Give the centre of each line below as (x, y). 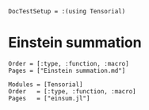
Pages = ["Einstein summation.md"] (67, 70)
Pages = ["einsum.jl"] (49, 98)
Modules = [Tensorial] (46, 84)
